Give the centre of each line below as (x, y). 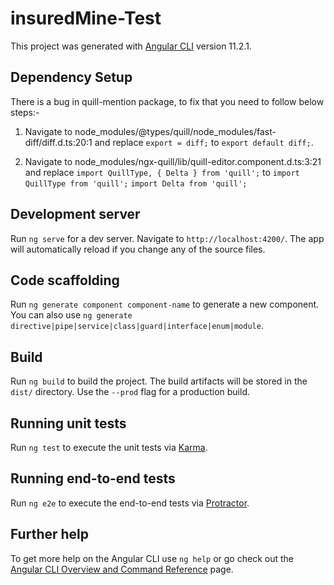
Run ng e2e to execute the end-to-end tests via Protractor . (130, 503)
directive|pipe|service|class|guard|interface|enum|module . (137, 326)
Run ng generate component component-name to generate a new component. (165, 304)
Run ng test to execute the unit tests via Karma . (109, 447)
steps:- (25, 112)
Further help (50, 534)
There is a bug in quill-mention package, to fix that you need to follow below (167, 101)
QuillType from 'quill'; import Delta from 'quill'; (136, 183)
